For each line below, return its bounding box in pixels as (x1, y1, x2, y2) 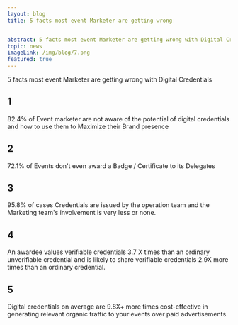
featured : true (7, 56, 52, 63)
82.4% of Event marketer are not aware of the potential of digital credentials (7, 114, 230, 123)
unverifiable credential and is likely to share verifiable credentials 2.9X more (7, 255, 229, 264)
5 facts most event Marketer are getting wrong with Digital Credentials (7, 75, 212, 84)
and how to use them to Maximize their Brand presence (7, 122, 169, 131)
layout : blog (7, 10, 46, 18)
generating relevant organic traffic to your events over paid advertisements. (7, 310, 228, 319)
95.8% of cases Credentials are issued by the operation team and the (7, 201, 210, 209)
